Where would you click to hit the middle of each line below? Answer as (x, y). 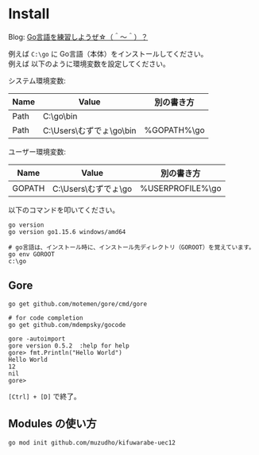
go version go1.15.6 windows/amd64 (67, 231)
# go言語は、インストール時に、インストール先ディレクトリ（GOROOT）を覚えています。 (132, 247)
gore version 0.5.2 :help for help (69, 346)
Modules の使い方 (52, 424)
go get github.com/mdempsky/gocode (67, 325)
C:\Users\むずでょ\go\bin (89, 130)
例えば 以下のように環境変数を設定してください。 (89, 64)
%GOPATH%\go (174, 130)
